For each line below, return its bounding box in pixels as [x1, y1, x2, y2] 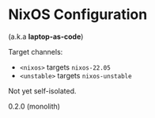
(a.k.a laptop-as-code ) [8, 32, 84, 41]
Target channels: [8, 47, 63, 56]
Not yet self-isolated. [8, 86, 77, 96]
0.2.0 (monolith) [8, 101, 61, 111]
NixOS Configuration [8, 6, 148, 24]
